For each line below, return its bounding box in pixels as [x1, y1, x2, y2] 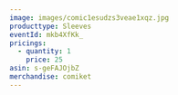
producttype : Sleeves [9, 22, 92, 31]
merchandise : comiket [9, 72, 92, 81]
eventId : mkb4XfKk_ [9, 30, 84, 39]
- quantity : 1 [17, 47, 71, 56]
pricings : [9, 38, 47, 48]
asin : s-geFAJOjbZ [9, 64, 79, 73]
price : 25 [26, 55, 64, 64]
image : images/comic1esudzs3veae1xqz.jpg [9, 13, 170, 23]
